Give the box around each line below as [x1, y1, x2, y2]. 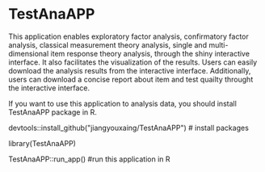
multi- [208, 40, 229, 49]
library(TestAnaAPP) [8, 138, 77, 148]
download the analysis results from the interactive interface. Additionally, [8, 65, 251, 75]
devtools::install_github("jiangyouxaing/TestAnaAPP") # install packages [8, 123, 249, 132]
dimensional [8, 48, 49, 58]
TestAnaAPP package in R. [8, 107, 97, 117]
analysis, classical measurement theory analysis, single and [8, 40, 208, 49]
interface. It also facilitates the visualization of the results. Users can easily [8, 57, 258, 67]
